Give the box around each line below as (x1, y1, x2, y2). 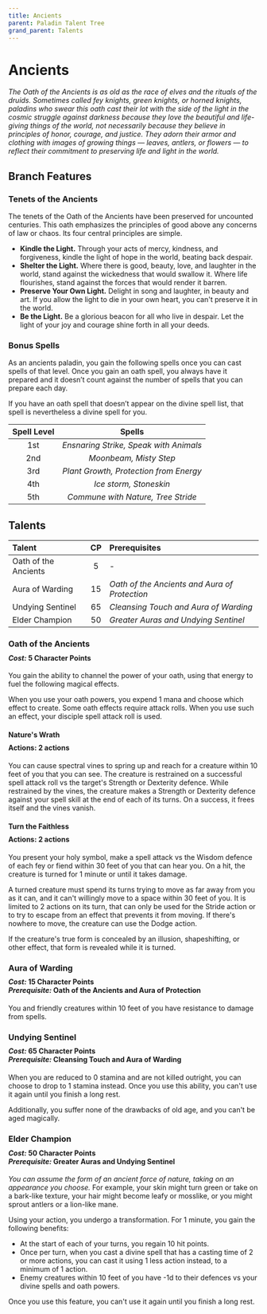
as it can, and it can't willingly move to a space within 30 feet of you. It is (8, 893, 246, 903)
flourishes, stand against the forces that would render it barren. (19, 278, 228, 287)
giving (8, 121, 29, 131)
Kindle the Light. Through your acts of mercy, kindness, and (19, 244, 219, 253)
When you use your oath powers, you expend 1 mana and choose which (8, 695, 244, 704)
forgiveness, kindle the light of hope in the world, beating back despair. (19, 253, 253, 261)
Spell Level (12, 426, 55, 437)
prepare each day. (8, 383, 68, 393)
